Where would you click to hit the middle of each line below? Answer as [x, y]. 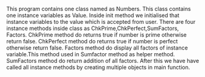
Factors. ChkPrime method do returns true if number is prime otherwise [96, 35]
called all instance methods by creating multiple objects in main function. [98, 67]
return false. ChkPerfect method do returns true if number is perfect [92, 41]
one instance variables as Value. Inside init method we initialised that [93, 15]
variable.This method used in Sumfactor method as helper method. [91, 54]
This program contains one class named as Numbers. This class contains [99, 9]
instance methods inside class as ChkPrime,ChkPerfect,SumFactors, [93, 28]
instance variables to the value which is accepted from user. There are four [101, 22]
